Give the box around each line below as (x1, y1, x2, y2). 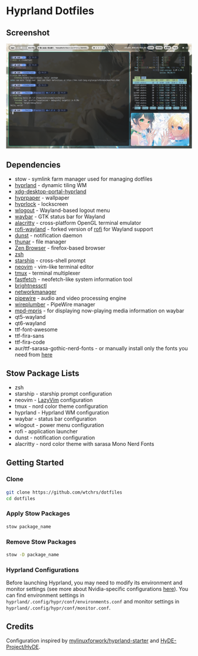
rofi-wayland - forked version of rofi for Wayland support (14, 226, 153, 233)
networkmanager (14, 288, 57, 296)
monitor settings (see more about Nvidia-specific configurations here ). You (6, 586, 189, 593)
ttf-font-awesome (14, 326, 58, 333)
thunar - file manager (14, 238, 67, 246)
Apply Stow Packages (6, 510, 71, 518)
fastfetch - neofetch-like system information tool (14, 276, 133, 283)
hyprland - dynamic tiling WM (14, 182, 87, 189)
